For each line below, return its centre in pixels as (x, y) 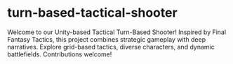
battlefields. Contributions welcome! (60, 54)
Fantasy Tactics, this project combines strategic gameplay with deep (107, 39)
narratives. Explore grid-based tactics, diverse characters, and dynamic (111, 47)
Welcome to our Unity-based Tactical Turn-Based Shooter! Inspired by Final (117, 32)
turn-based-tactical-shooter (92, 13)
